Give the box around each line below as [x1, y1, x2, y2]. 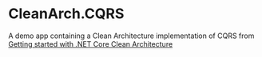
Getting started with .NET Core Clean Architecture [8, 39, 173, 48]
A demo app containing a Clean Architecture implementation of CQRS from [8, 31, 255, 40]
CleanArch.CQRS [8, 5, 125, 23]
